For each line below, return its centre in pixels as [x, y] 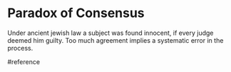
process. [20, 48]
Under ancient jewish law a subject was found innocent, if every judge [111, 33]
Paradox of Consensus [76, 13]
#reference [24, 61]
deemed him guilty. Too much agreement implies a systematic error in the [115, 40]
